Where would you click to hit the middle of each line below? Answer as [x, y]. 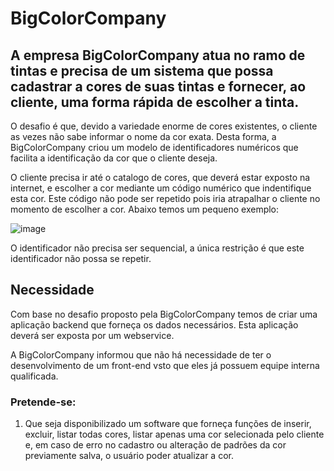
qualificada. [34, 376]
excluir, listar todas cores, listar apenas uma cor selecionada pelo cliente [174, 434]
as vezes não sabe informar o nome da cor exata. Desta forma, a [143, 136]
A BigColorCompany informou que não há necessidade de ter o [141, 354]
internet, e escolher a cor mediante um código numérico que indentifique [161, 188]
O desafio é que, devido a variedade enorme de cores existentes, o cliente [164, 126]
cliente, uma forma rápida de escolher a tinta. [155, 102]
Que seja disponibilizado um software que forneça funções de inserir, [168, 424]
